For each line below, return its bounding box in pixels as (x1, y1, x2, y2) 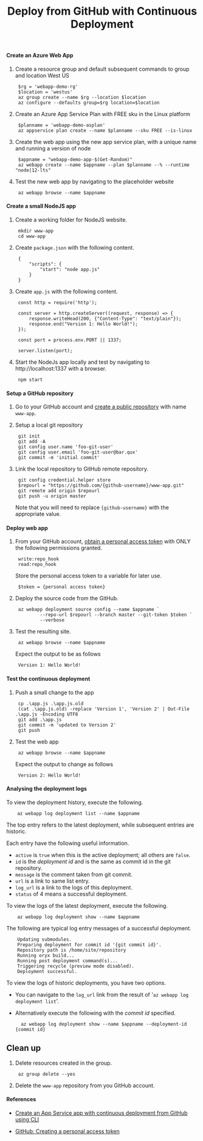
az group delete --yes (18, 1071, 76, 1077)
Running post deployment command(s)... (17, 957, 119, 964)
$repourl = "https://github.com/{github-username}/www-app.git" (18, 482, 184, 489)
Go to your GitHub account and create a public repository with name (15, 403, 187, 410)
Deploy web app (6, 524, 49, 532)
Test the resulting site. (15, 628, 71, 636)
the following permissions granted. (15, 545, 102, 552)
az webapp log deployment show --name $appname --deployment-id (21, 1021, 187, 1027)
